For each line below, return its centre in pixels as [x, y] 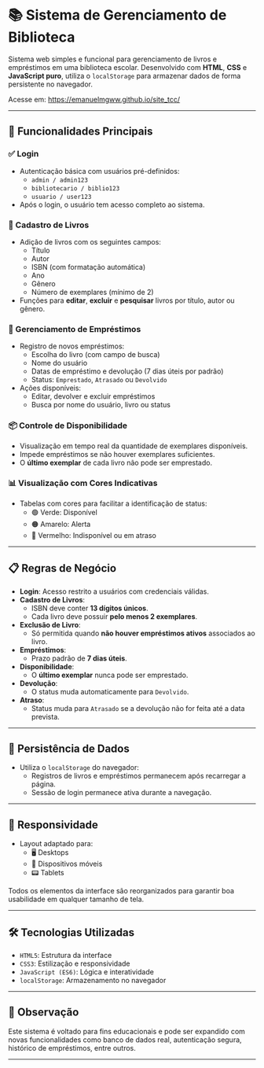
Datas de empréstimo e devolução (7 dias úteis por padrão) [127, 371]
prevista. [46, 716]
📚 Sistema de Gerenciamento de [117, 15]
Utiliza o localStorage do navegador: [79, 768]
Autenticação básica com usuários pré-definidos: [99, 171]
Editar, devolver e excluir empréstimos [93, 396]
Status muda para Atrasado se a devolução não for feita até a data [138, 708]
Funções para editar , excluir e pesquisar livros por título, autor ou [127, 300]
